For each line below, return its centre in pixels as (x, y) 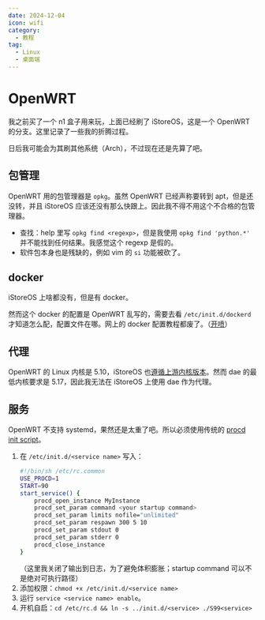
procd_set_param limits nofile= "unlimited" (106, 515)
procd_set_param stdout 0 (77, 530)
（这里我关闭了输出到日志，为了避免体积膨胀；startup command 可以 (132, 568)
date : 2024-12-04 (37, 15)
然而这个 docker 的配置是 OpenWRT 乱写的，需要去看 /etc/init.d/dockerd (130, 314)
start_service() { (50, 493)
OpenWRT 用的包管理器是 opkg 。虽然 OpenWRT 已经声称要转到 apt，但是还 (131, 196)
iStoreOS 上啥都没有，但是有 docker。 (70, 298)
